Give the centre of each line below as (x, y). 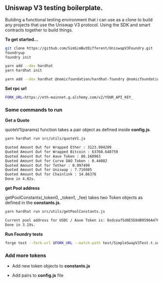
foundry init (18, 57)
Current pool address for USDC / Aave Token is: (55, 220)
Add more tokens (26, 255)
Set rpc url (16, 89)
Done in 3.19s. (20, 225)
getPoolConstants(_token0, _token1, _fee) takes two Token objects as (74, 198)
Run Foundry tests (24, 234)
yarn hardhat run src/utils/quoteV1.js (45, 139)
